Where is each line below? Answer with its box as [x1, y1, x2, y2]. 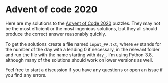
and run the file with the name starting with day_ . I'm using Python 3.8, [5, 52, 153, 58]
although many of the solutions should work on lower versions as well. [5, 57, 153, 63]
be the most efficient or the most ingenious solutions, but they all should [5, 25, 157, 31]
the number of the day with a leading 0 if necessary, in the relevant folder [5, 46, 160, 52]
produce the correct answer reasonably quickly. [5, 31, 106, 37]
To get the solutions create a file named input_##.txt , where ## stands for [5, 40, 162, 47]
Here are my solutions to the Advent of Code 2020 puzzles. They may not [5, 20, 161, 26]
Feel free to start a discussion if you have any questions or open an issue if [5, 67, 163, 73]
